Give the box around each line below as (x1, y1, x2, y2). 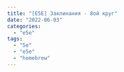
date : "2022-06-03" (7, 16, 63, 23)
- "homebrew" (13, 55, 51, 62)
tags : (7, 36, 23, 43)
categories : (7, 23, 41, 29)
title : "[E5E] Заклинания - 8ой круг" (7, 10, 118, 17)
